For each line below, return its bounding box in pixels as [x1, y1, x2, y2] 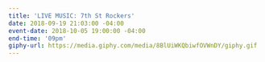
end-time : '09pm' [8, 34, 67, 43]
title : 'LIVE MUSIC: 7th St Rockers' [8, 11, 135, 20]
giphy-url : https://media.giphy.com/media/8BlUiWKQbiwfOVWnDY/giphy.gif [8, 42, 258, 50]
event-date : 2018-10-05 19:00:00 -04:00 [8, 27, 147, 35]
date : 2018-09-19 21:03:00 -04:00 [8, 19, 125, 27]
